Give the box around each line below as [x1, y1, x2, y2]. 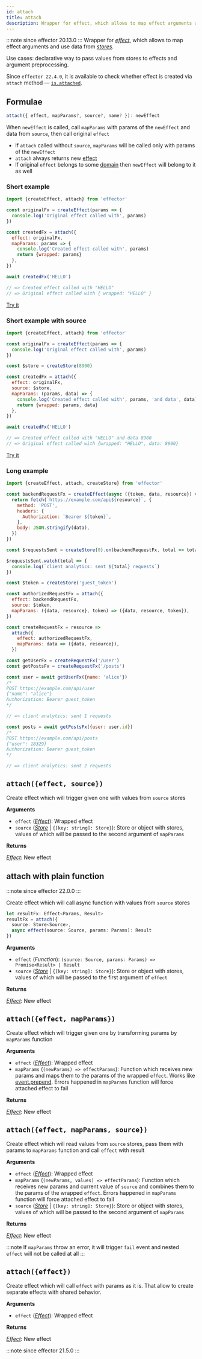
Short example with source [6, 316, 87, 325]
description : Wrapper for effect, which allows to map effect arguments [6, 20, 192, 26]
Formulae [6, 97, 43, 107]
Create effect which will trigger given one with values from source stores [6, 794, 186, 801]
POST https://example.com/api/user [6, 685, 96, 691]
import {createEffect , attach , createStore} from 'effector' [6, 481, 163, 487]
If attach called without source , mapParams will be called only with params [14, 142, 195, 149]
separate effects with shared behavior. [6, 1288, 102, 1296]
